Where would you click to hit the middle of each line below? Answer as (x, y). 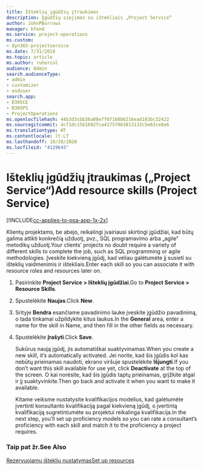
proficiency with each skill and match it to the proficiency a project (98, 425)
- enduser (19, 91)
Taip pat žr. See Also (36, 447)
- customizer (23, 86)
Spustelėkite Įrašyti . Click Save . (54, 337)
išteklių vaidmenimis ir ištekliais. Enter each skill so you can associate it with (101, 264)
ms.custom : (20, 40)
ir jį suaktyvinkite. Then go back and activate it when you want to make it (105, 381)
